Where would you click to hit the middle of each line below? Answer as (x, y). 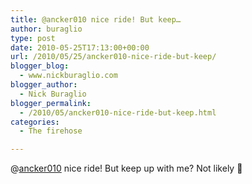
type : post (33, 38)
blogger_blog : (40, 66)
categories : (35, 122)
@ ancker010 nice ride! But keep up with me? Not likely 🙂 (126, 168)
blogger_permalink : (51, 103)
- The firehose (51, 131)
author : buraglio (46, 29)
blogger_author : (44, 85)
